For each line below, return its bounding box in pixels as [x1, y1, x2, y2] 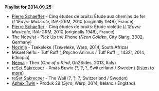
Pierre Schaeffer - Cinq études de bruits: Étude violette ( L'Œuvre [11, 24, 141, 30]
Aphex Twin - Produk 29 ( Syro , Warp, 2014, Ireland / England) [11, 80, 136, 86]
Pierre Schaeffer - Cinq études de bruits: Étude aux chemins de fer [11, 14, 146, 19]
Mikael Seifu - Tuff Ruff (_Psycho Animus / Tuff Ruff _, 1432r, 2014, [11, 49, 145, 55]
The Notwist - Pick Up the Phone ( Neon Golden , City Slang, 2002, [11, 34, 144, 40]
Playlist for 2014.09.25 [4, 4, 52, 10]
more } [11, 70, 24, 76]
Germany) [11, 39, 32, 45]
